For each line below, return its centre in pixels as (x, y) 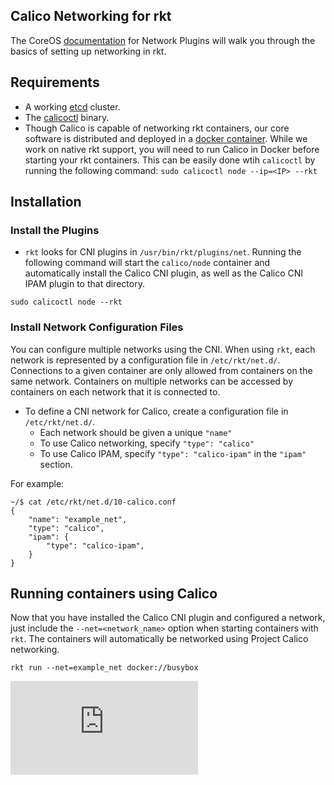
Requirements (55, 82)
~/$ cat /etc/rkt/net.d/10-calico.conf (93, 502)
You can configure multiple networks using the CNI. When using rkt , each (163, 349)
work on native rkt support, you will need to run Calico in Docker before (172, 149)
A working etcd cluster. (72, 106)
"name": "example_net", (78, 519)
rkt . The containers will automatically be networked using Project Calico (159, 639)
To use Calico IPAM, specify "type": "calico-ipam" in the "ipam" (173, 453)
